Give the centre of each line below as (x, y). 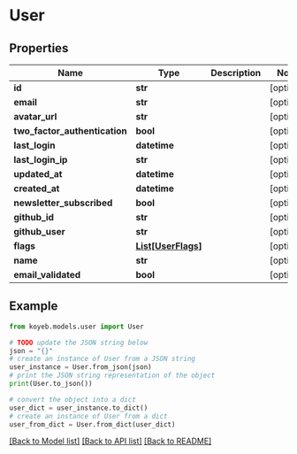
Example (34, 306)
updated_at (38, 174)
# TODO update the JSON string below (79, 342)
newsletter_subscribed (63, 203)
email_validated (47, 275)
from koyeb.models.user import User (76, 327)
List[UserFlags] (169, 246)
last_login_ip (41, 160)
